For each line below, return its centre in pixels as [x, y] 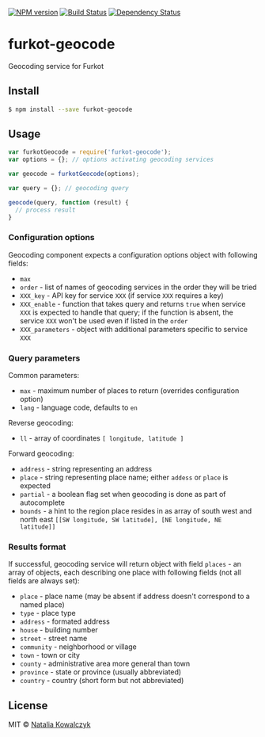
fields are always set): [44, 581]
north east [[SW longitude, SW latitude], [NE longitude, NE [121, 520]
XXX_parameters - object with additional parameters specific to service [133, 329]
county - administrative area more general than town [105, 664]
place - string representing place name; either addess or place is [124, 477]
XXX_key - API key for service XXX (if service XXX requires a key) [121, 295]
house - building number [59, 630]
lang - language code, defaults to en [79, 407]
